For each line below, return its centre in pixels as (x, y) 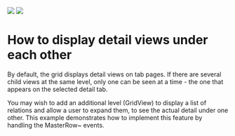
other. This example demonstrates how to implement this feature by (105, 117)
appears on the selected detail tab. (58, 89)
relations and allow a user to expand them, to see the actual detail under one (118, 110)
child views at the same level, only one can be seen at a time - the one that (115, 81)
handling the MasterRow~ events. (56, 125)
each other (40, 55)
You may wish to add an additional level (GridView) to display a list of (107, 102)
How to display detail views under (108, 40)
